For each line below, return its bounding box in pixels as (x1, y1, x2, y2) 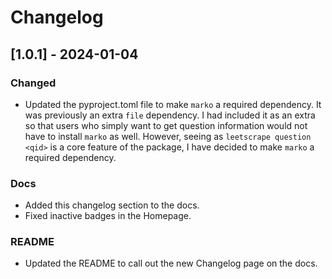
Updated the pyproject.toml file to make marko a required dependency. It (24, 98, 322, 110)
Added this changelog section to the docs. (24, 199, 200, 211)
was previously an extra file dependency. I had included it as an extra (24, 109, 316, 121)
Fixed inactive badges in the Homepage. (24, 210, 192, 222)
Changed (10, 76, 57, 90)
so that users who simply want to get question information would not (24, 119, 308, 131)
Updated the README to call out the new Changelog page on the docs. (24, 257, 318, 270)
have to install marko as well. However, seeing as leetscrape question (24, 130, 312, 142)
